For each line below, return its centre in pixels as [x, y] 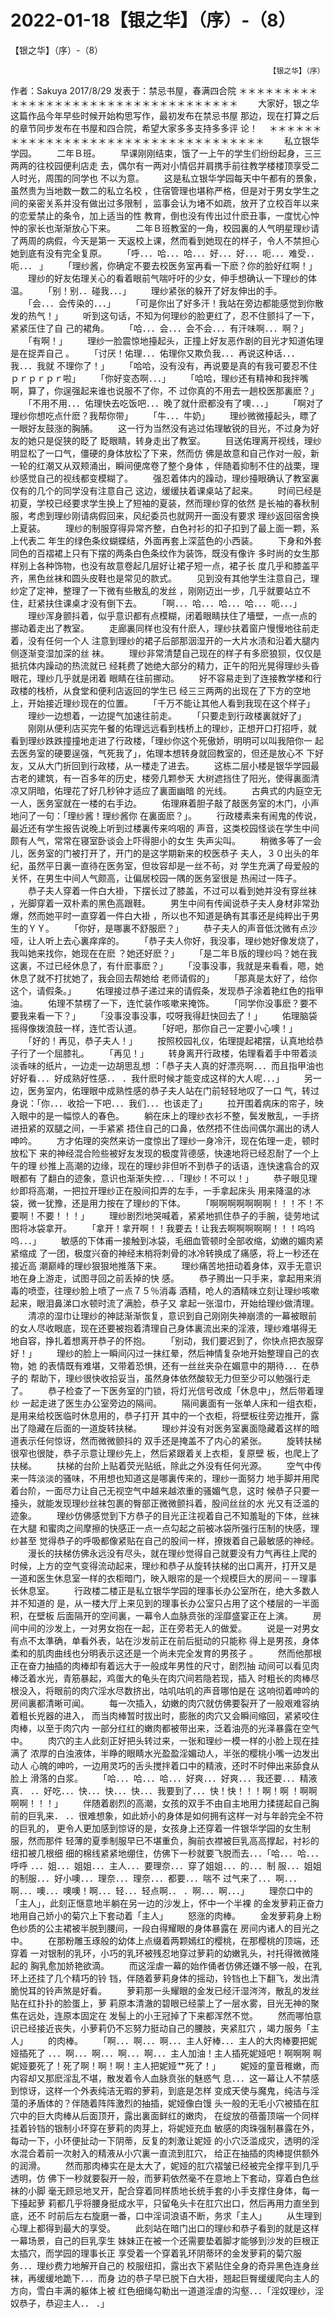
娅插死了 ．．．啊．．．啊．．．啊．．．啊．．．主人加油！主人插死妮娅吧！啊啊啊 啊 [166, 2053]
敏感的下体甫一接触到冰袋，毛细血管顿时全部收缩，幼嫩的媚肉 [187, 1240]
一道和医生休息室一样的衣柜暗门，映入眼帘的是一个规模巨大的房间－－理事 [163, 1578]
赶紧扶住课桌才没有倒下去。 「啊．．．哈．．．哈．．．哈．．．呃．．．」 [164, 603]
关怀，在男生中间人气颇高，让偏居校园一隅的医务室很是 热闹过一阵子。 [156, 878]
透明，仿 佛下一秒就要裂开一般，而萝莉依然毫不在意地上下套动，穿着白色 [160, 2178]
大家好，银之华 [288, 103]
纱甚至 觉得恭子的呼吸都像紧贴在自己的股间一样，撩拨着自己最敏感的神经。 [165, 1540]
